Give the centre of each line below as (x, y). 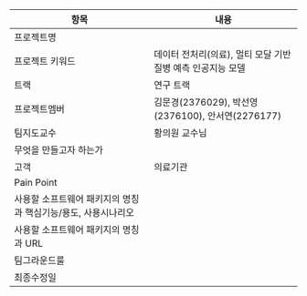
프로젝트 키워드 (45, 61)
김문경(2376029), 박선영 (206, 102)
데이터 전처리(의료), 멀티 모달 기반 (222, 54)
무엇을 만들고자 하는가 (58, 150)
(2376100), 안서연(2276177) (217, 116)
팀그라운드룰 (40, 260)
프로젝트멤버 (40, 109)
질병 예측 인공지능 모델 (200, 68)
